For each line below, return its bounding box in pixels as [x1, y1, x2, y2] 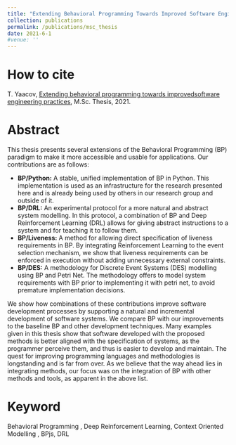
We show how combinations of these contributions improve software [7, 299, 206, 308]
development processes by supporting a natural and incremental [7, 307, 195, 315]
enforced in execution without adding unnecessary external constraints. [17, 256, 226, 264]
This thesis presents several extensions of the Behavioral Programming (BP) [7, 146, 228, 153]
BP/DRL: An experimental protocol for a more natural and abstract [17, 204, 209, 212]
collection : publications [7, 17, 83, 24]
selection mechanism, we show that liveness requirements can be [17, 249, 209, 257]
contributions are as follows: [7, 160, 90, 169]
